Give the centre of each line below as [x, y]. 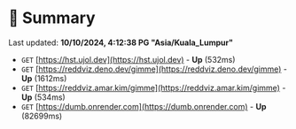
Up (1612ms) [44, 78]
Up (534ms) [43, 97]
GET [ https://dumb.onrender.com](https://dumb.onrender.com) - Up [144, 106]
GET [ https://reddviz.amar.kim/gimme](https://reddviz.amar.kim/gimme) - [153, 87]
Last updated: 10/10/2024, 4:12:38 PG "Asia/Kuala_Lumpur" [121, 42]
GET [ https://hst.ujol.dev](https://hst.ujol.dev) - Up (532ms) [128, 59]
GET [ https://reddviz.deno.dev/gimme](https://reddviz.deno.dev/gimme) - [154, 69]
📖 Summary [52, 18]
